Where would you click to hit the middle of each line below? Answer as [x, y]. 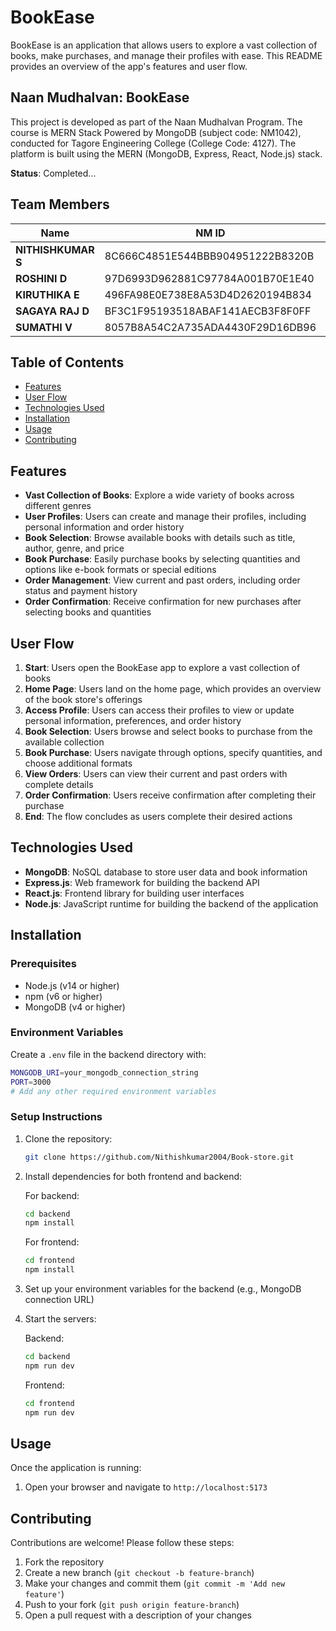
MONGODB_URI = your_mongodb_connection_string [104, 1072]
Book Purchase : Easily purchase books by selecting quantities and [162, 559]
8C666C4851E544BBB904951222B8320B [209, 256]
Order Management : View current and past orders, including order [162, 580]
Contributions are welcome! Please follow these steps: [122, 1543]
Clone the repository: [68, 1138]
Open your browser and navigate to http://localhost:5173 [146, 1487]
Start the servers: [60, 1319]
